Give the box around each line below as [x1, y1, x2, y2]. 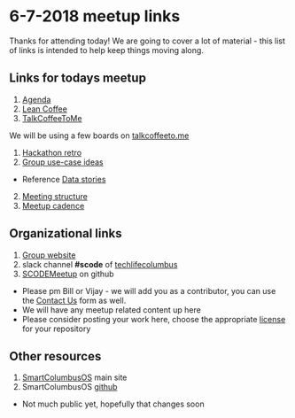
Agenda [21, 94, 51, 104]
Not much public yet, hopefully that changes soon [21, 399, 206, 409]
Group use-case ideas [21, 157, 104, 167]
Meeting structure [21, 190, 89, 201]
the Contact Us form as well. [21, 295, 127, 306]
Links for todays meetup [9, 71, 146, 86]
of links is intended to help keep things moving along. [9, 44, 204, 55]
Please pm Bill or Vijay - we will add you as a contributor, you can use [21, 285, 276, 296]
